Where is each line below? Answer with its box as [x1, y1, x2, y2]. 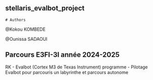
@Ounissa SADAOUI [5, 36, 48, 42]
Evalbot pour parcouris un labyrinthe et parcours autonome [5, 69, 129, 75]
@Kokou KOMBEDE [5, 26, 46, 32]
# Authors [5, 17, 26, 22]
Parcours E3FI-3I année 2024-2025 [5, 50, 120, 59]
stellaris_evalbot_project [5, 4, 85, 13]
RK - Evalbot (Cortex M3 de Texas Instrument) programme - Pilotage [5, 64, 148, 70]
